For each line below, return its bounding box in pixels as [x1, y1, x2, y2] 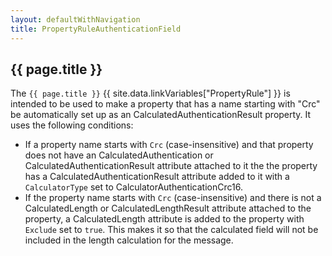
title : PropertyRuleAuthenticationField [10, 24, 182, 34]
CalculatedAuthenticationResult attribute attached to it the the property [24, 160, 318, 172]
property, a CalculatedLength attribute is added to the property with [24, 213, 305, 225]
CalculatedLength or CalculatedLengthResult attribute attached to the [24, 202, 312, 215]
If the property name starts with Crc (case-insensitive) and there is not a [24, 192, 322, 204]
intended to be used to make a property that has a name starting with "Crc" [10, 98, 321, 110]
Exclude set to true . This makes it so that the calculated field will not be [24, 224, 319, 236]
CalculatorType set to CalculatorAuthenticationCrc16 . [24, 181, 243, 193]
